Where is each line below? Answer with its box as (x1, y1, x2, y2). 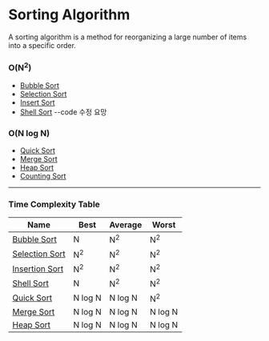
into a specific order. (8, 40, 76, 50)
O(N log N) (8, 127, 50, 138)
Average (109, 219, 143, 231)
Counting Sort (19, 170, 66, 181)
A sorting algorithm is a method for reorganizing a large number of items (8, 32, 247, 42)
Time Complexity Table (8, 199, 100, 210)
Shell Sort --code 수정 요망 (19, 106, 107, 117)
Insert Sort (19, 98, 55, 107)
